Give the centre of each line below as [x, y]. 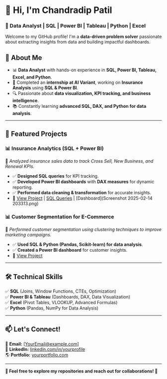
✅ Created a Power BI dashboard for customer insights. [70, 250]
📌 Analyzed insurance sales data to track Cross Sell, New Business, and [79, 161]
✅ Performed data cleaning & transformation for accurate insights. [82, 192]
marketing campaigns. [28, 235]
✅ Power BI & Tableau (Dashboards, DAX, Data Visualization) [68, 297]
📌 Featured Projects [36, 134]
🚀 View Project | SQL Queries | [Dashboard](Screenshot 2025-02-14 [82, 198]
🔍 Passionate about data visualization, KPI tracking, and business [82, 93]
